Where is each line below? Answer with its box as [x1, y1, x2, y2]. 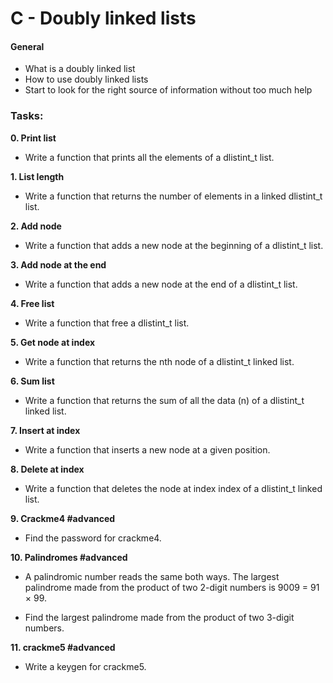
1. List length [10, 170, 65, 182]
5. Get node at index [10, 336, 96, 348]
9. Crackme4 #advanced [10, 512, 116, 524]
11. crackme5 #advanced [10, 641, 116, 653]
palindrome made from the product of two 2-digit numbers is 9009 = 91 [24, 581, 320, 593]
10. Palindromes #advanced [10, 551, 128, 563]
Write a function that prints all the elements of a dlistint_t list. [24, 151, 275, 163]
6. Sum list [10, 375, 55, 387]
